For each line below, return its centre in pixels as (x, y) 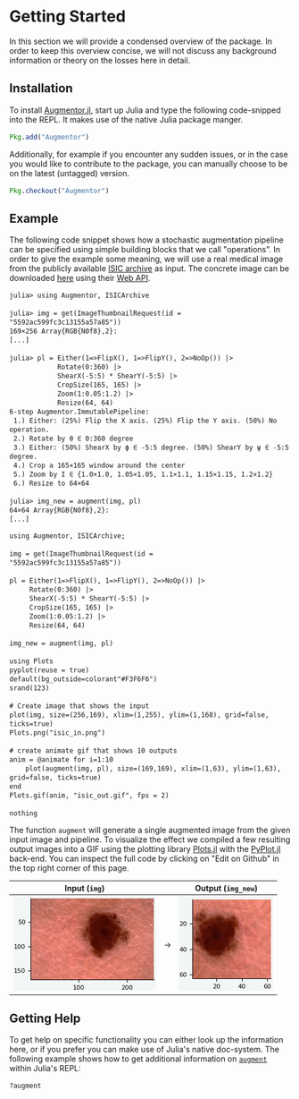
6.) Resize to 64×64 (51, 484)
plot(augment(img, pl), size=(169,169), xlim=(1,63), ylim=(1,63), (153, 769)
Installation (41, 88)
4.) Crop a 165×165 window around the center (99, 466)
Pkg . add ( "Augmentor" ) (50, 137)
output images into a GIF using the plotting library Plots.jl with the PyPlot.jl (145, 849)
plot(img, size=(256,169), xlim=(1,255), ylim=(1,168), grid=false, (139, 715)
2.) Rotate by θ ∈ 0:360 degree (73, 439)
